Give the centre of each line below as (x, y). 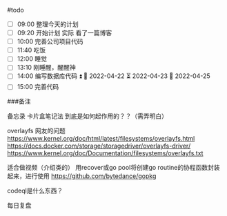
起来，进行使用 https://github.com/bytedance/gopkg (82, 176)
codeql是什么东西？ (35, 191)
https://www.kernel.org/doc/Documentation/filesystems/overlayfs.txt (105, 153)
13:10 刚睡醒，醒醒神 (46, 68)
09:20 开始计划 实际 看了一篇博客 (65, 33)
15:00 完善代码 (38, 87)
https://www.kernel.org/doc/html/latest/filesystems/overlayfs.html (101, 139)
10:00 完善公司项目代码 (50, 41)
